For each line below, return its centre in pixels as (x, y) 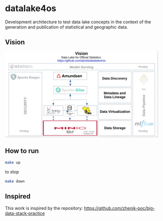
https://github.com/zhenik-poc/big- (120, 208)
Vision (15, 42)
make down (15, 181)
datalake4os (31, 8)
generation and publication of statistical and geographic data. (67, 27)
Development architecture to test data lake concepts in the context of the (78, 22)
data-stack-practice (25, 213)
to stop (12, 172)
